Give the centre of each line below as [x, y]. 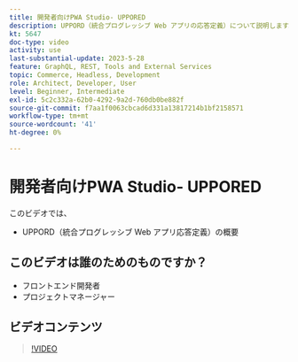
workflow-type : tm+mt [49, 116]
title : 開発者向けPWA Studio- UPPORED [78, 17]
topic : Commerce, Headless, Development [85, 75]
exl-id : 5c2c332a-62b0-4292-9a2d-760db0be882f [97, 100]
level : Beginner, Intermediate [67, 91]
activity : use [35, 50]
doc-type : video [39, 42]
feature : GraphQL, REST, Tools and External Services [111, 67]
